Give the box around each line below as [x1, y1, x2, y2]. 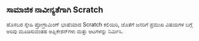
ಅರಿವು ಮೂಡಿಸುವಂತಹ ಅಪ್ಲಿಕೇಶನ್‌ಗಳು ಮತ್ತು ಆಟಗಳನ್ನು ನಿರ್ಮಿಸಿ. [6, 27, 124, 35]
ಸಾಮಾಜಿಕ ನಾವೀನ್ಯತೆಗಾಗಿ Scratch [6, 5, 103, 15]
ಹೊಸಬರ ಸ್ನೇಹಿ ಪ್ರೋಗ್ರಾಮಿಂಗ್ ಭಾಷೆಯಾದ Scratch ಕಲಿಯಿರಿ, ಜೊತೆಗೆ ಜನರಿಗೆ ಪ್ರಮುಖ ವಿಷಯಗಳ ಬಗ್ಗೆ [6, 20, 193, 28]
